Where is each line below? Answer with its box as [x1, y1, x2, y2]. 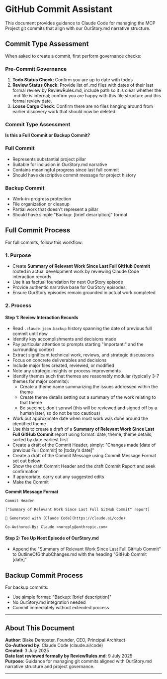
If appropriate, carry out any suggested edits [12, 474, 104, 480]
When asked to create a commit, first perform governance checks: [5, 53, 142, 59]
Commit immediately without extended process [12, 605, 109, 611]
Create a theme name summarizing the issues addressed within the [19, 384, 158, 390]
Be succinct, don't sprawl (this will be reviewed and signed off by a [19, 405, 158, 411]
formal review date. [12, 98, 52, 104]
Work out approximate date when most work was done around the [12, 415, 148, 422]
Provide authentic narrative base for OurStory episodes [12, 284, 126, 290]
